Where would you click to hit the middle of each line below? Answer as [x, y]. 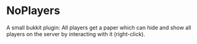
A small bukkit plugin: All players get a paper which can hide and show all [99, 28]
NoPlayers [33, 11]
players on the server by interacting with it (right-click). [76, 34]
